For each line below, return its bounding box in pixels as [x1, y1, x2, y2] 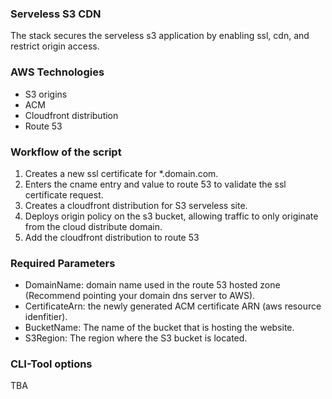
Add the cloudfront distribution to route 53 [24, 231, 200, 243]
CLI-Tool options [10, 357, 93, 371]
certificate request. [24, 188, 104, 201]
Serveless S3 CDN [10, 7, 102, 21]
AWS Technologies [10, 65, 105, 79]
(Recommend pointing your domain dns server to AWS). [24, 290, 256, 302]
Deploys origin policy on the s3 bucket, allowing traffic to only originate [24, 210, 319, 222]
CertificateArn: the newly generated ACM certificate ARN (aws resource [24, 300, 322, 312]
